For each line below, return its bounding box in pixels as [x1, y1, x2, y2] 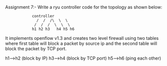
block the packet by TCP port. [5, 46, 67, 51]
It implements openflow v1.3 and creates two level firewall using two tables [5, 35, 159, 41]
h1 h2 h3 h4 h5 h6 [31, 27, 75, 32]
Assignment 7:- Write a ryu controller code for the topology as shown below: [5, 4, 163, 10]
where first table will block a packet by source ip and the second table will [5, 40, 158, 46]
